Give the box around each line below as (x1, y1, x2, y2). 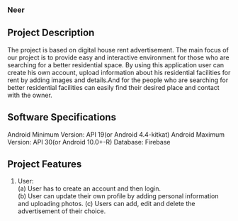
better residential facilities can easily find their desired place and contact (7, 83, 220, 91)
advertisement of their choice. (17, 207, 106, 215)
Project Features (7, 158, 82, 170)
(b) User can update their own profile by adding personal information (17, 192, 219, 200)
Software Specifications (7, 111, 117, 123)
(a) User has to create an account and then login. (17, 184, 161, 193)
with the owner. (7, 91, 53, 99)
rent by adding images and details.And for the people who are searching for (7, 76, 229, 84)
